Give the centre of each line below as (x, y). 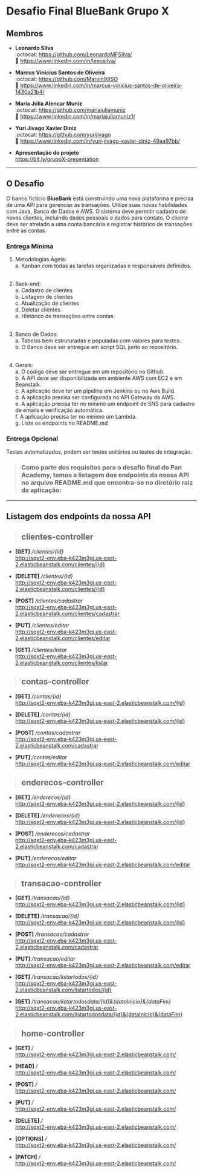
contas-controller (55, 682)
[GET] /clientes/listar (41, 650)
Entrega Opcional (32, 439)
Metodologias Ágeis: (40, 260)
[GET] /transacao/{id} (43, 898)
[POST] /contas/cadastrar (48, 733)
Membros (25, 34)
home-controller (53, 1034)
